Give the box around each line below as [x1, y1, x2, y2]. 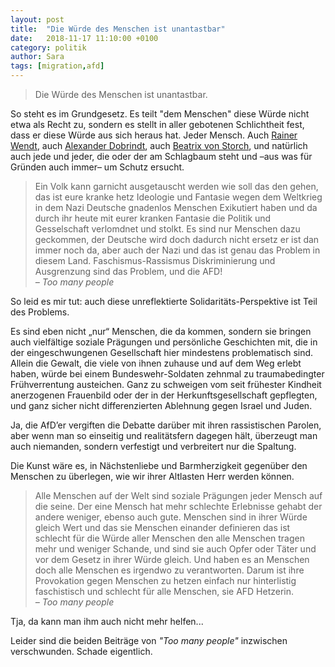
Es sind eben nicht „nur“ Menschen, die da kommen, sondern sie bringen [10, 326, 312, 337]
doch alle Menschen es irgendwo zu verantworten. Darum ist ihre [34, 564, 305, 576]
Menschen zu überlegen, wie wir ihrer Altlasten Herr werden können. [10, 471, 295, 482]
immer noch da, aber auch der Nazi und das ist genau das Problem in [34, 244, 321, 256]
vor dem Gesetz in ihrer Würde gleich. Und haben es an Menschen [34, 554, 310, 565]
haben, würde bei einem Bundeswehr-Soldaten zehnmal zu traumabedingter [10, 368, 325, 380]
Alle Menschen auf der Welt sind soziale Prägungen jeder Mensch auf [34, 490, 323, 501]
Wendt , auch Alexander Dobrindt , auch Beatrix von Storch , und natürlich [10, 140, 308, 151]
